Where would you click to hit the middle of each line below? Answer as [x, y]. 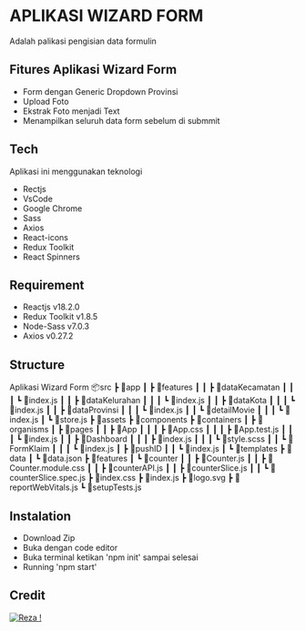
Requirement [47, 285]
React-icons [45, 237]
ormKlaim [30, 449]
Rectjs [35, 188]
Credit [27, 596]
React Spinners [51, 257]
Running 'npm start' [60, 567]
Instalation [40, 516]
